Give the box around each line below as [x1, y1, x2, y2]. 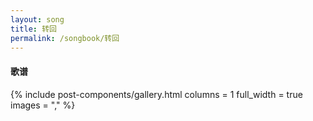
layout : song [10, 14, 65, 25]
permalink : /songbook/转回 [10, 33, 120, 43]
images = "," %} [10, 99, 76, 111]
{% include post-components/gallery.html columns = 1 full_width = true [10, 88, 303, 100]
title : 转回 [10, 24, 57, 34]
